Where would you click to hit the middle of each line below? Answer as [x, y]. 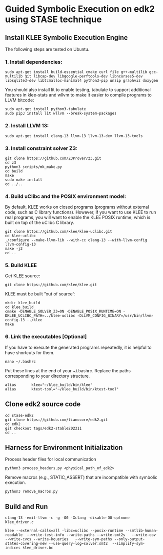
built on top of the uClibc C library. [40, 223]
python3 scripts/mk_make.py [34, 167]
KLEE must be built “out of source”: [40, 294]
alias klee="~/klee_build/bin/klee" [49, 385]
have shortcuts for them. [30, 352]
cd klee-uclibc [20, 236]
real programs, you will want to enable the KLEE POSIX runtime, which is [78, 217]
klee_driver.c [20, 522]
